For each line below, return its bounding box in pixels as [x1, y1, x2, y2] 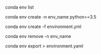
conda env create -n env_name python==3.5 [5, 14, 97, 19]
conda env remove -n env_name [5, 33, 71, 39]
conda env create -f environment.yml [5, 23, 82, 29]
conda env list [5, 4, 34, 10]
